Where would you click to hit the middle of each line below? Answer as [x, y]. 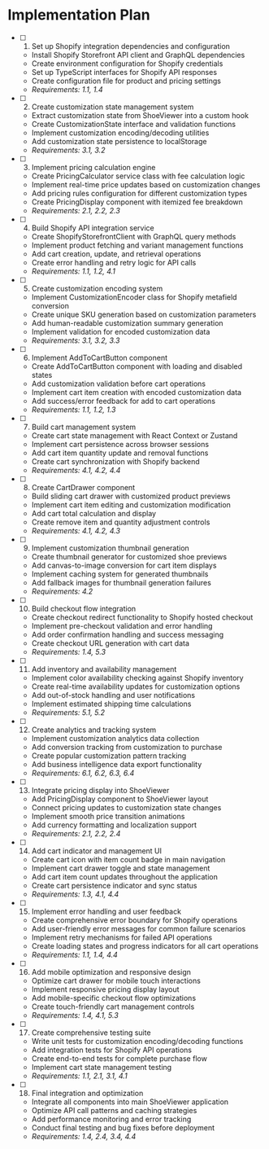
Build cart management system [84, 427]
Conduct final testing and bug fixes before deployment [123, 1127]
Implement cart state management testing [102, 1067]
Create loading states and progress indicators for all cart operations [145, 945]
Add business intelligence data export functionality [117, 764]
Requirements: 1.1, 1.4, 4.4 [75, 954]
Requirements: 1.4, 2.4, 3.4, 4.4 [84, 1136]
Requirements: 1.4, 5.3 [69, 651]
